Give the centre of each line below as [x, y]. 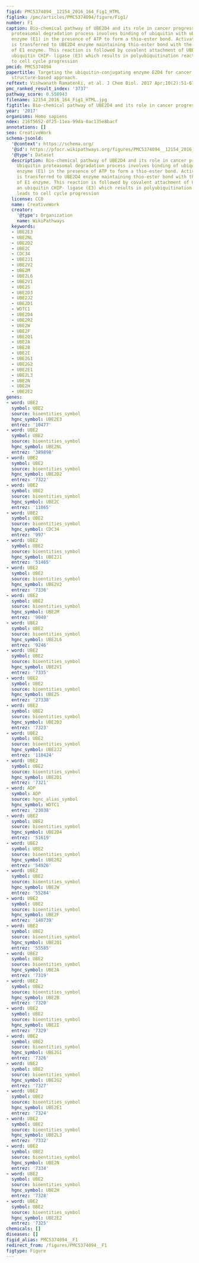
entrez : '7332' [30, 1141]
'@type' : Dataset [33, 155]
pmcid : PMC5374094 [29, 67]
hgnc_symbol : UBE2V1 [37, 667]
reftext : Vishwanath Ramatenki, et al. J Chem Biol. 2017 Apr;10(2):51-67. [102, 84]
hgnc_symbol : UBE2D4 [37, 832]
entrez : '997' [29, 535]
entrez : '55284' [31, 893]
